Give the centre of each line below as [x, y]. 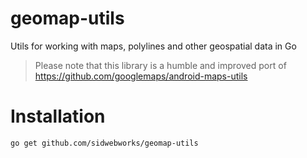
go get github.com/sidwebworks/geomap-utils [104, 143]
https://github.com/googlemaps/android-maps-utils [141, 76]
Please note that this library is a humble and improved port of [160, 65]
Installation [58, 116]
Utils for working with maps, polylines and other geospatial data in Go [153, 46]
